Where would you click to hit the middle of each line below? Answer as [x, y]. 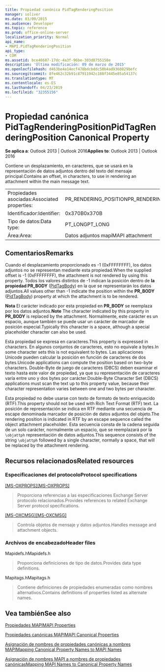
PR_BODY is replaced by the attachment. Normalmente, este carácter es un [82, 316]
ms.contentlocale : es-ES [30, 83]
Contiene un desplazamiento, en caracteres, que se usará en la [69, 166]
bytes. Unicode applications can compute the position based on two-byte [79, 363]
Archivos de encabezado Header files [50, 542]
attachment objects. [37, 530]
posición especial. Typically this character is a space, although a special [77, 327]
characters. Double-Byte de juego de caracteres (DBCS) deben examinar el [82, 368]
